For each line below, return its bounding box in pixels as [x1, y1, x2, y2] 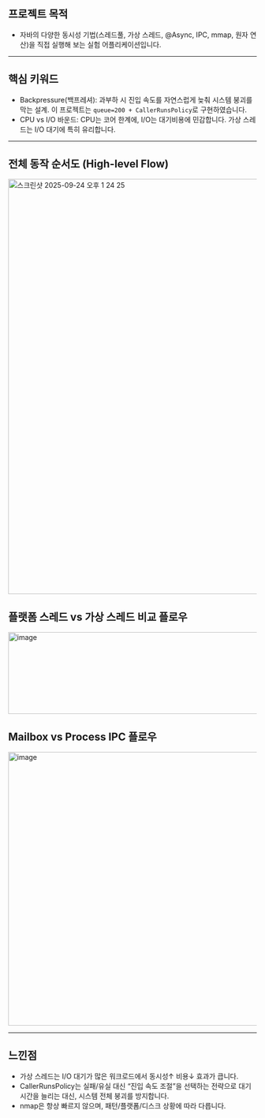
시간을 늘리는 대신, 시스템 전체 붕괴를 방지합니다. [19, 1091, 170, 1101]
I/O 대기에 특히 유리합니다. [34, 125, 116, 134]
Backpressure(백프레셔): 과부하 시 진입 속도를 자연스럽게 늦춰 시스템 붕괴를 [19, 95, 253, 104]
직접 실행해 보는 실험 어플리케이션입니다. [36, 39, 162, 49]
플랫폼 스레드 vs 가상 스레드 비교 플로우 [8, 610, 188, 623]
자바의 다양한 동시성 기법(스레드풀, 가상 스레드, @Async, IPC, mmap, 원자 [19, 30, 248, 39]
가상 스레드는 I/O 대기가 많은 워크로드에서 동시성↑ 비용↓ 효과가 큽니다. [19, 1071, 239, 1081]
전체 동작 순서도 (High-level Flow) [8, 157, 170, 171]
